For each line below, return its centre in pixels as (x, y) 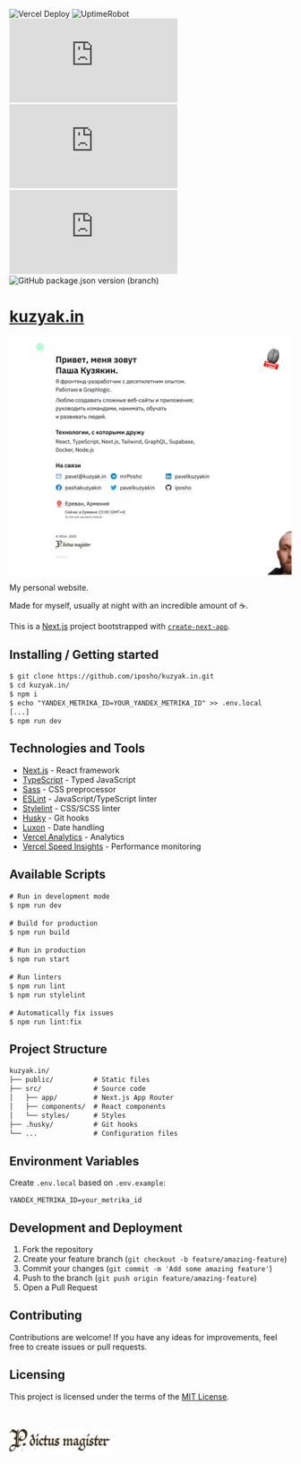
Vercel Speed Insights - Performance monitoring (112, 846)
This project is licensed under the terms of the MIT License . (120, 1396)
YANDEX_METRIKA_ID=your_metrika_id (76, 1200)
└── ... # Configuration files (94, 1134)
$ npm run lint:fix (46, 1022)
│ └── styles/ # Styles (68, 1116)
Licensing (37, 1375)
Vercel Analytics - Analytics (73, 836)
